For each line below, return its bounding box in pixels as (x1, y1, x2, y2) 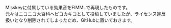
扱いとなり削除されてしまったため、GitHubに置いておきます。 (5, 17, 135, 23)
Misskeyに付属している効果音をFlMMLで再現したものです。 (5, 5, 130, 10)
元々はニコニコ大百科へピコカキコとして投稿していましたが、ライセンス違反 (5, 11, 166, 17)
